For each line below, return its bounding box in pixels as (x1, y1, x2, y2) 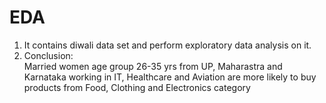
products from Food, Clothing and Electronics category (23, 81, 251, 93)
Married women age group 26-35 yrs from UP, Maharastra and (23, 60, 283, 72)
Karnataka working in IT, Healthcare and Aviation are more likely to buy (23, 71, 317, 83)
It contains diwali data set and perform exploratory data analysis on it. (23, 39, 312, 51)
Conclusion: (23, 49, 74, 61)
